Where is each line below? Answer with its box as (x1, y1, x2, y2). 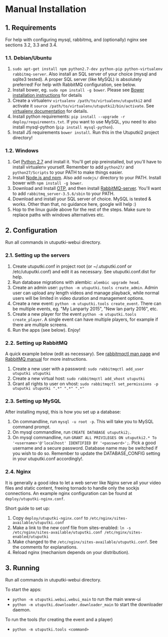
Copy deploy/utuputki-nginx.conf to (12, 515, 88, 521)
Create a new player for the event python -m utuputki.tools (12, 311, 136, 317)
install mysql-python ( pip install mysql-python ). (12, 124, 114, 130)
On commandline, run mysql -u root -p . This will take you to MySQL (12, 419, 154, 425)
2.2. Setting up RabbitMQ (5, 339, 68, 346)
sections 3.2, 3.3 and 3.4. (5, 42, 57, 48)
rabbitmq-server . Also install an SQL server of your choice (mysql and (12, 71, 157, 77)
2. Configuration (5, 226, 57, 234)
